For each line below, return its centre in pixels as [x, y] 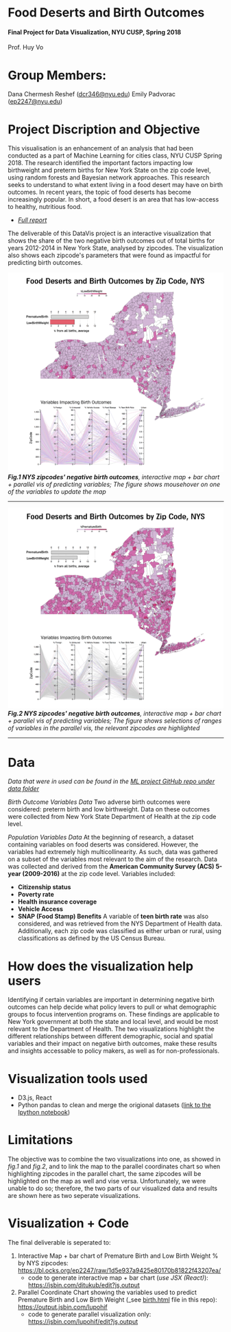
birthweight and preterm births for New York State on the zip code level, [109, 171]
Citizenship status [44, 887]
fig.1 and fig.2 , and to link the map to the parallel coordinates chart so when [114, 1166]
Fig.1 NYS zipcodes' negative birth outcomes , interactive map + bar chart [114, 477]
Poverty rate [36, 895]
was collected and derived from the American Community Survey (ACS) [111, 866]
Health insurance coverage [57, 902]
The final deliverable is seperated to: [60, 1243]
